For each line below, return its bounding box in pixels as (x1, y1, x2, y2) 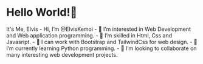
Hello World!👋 (6, 5, 78, 19)
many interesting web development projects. (6, 51, 118, 58)
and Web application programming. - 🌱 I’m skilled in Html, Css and (6, 31, 173, 39)
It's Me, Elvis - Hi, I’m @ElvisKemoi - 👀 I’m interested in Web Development (6, 25, 191, 33)
